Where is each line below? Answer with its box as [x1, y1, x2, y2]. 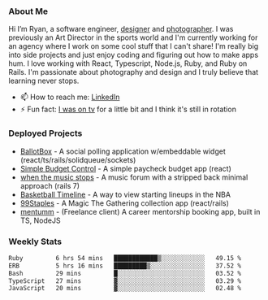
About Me [8, 6, 49, 17]
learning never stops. [8, 76, 80, 86]
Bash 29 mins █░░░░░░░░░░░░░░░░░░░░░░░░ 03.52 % [8, 269, 242, 277]
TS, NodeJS [19, 215, 61, 225]
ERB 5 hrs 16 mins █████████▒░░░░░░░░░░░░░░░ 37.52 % [8, 262, 242, 270]
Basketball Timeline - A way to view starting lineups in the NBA [19, 189, 231, 199]
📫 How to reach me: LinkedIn [19, 92, 120, 102]
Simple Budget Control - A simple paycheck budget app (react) [19, 163, 231, 173]
